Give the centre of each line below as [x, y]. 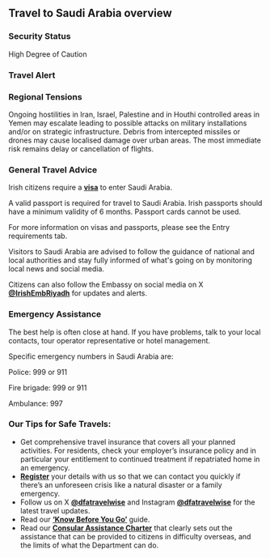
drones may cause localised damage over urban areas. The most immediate [135, 140]
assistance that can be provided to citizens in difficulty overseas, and [135, 536]
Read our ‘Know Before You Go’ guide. [85, 519]
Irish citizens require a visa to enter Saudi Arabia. [90, 187]
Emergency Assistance [55, 314]
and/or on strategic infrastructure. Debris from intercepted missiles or [124, 131]
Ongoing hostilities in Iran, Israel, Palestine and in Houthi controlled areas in [134, 114]
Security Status [40, 36]
